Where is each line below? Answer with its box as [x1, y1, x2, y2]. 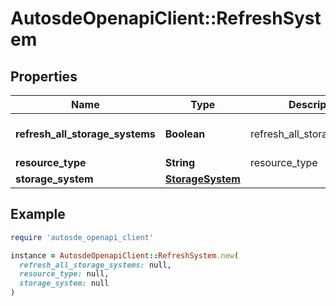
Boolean [164, 127, 206, 141]
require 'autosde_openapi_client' [10, 232, 155, 242]
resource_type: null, [19, 269, 110, 279]
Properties [10, 68, 78, 85]
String [164, 156, 196, 169]
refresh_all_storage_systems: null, [19, 260, 172, 270]
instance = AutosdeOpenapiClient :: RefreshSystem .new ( [10, 250, 240, 261]
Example [10, 206, 66, 223]
